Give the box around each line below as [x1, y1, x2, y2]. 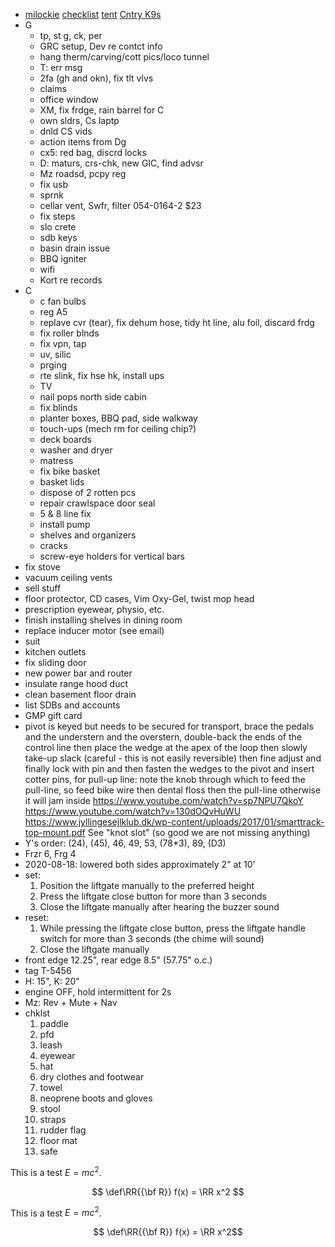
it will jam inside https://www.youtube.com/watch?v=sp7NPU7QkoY [24, 795, 304, 806]
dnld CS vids [39, 125, 93, 137]
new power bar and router [24, 667, 133, 679]
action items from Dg [39, 136, 127, 148]
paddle [39, 1018, 69, 1029]
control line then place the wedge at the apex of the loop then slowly [24, 742, 308, 753]
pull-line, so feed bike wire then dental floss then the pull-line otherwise [24, 784, 322, 796]
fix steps [39, 210, 76, 222]
